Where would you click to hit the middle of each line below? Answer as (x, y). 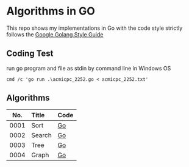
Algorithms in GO (51, 11)
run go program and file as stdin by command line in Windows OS (89, 68)
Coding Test (30, 54)
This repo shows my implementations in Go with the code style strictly (94, 28)
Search (41, 135)
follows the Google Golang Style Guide (55, 34)
